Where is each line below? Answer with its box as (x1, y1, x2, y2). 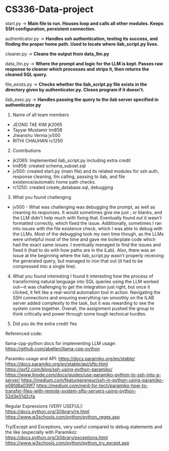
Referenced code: (5, 330, 43, 336)
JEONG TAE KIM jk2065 (12, 121, 63, 127)
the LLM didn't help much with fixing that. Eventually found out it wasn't (12, 215, 162, 221)
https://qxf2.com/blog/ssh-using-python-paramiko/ (5, 366, 112, 372)
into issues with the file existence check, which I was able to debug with (12, 225, 163, 231)
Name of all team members (12, 112, 69, 118)
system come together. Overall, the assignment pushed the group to (12, 305, 155, 311)
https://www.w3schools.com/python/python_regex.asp (5, 413, 120, 420)
